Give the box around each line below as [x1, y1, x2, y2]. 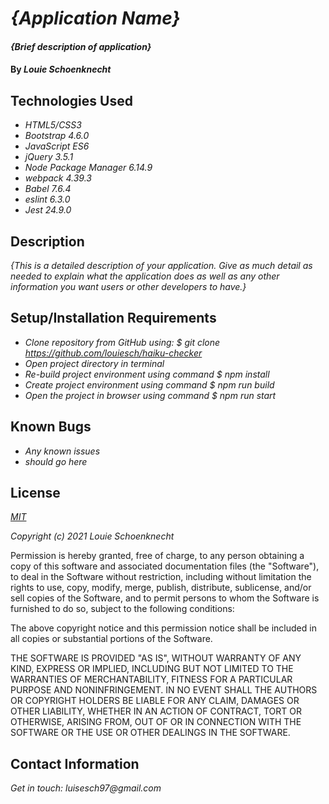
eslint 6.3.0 [24, 193, 71, 206]
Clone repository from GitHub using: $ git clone [24, 336, 221, 348]
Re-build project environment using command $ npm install [24, 368, 270, 380]
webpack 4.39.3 [24, 172, 92, 184]
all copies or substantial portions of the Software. [10, 633, 213, 645]
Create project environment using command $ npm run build [24, 378, 275, 391]
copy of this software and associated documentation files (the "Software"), [10, 560, 320, 572]
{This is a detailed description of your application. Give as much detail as [10, 260, 313, 271]
